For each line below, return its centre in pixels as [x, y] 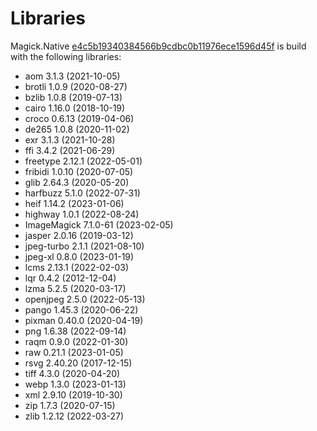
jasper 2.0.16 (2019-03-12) [79, 235]
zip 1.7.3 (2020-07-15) [70, 405]
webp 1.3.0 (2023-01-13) [75, 384]
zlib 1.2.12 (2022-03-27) [74, 416]
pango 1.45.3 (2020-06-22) [81, 309]
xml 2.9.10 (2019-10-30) [73, 394]
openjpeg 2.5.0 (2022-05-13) [85, 299]
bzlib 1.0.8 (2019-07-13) [73, 97]
